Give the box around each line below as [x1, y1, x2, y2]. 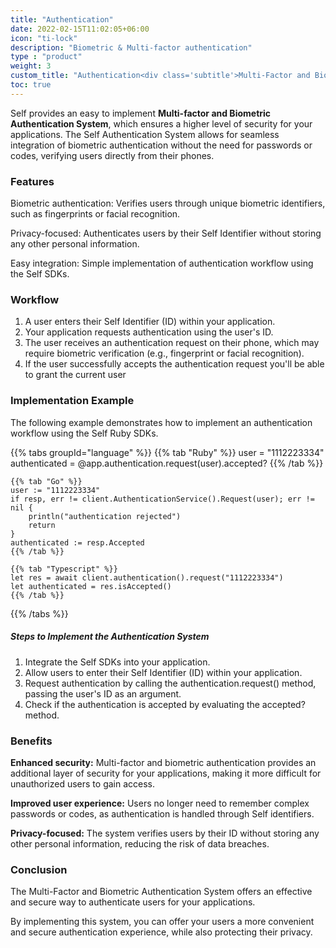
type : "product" [10, 52, 83, 62]
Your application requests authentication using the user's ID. [24, 326, 274, 338]
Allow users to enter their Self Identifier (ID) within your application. [24, 666, 303, 678]
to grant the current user [24, 369, 127, 381]
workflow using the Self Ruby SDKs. [10, 427, 159, 439]
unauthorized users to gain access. [10, 777, 156, 790]
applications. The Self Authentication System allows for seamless [10, 128, 280, 140]
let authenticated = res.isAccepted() [10, 581, 172, 591]
